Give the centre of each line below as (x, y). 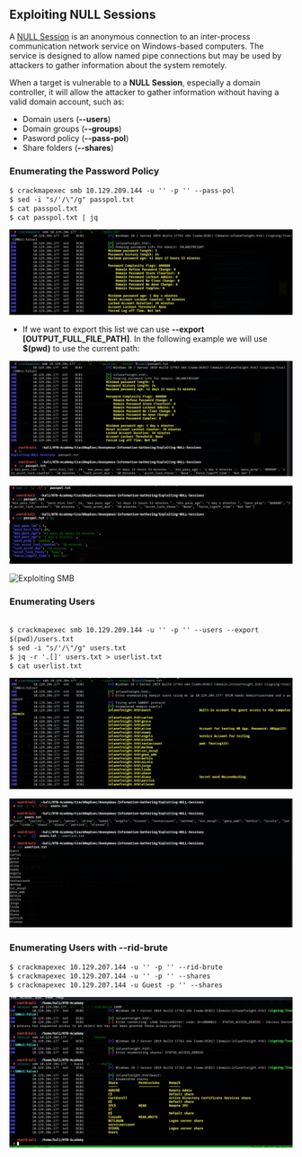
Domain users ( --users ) (67, 119)
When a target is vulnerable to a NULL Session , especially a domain (135, 82)
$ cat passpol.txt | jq (54, 218)
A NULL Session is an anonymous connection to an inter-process (130, 36)
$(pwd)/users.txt (42, 639)
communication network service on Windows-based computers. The (137, 46)
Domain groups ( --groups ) (72, 129)
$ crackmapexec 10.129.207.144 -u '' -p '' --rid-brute (116, 967)
